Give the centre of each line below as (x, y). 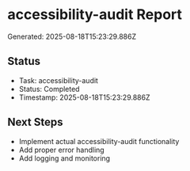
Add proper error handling (61, 150)
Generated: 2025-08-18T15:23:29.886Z (72, 36)
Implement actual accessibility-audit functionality (99, 141)
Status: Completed (49, 89)
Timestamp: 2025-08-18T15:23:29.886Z (84, 97)
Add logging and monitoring (65, 158)
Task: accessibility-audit (58, 80)
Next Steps (35, 122)
